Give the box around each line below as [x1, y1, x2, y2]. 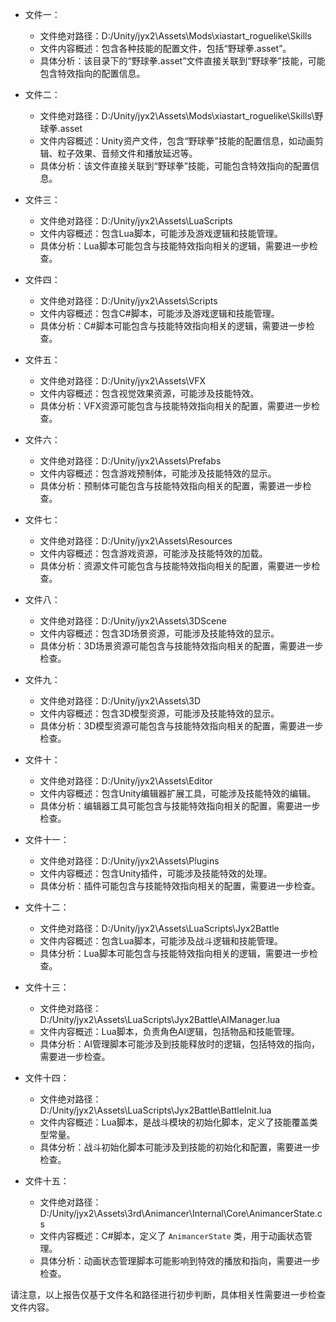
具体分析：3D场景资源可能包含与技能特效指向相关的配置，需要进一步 [39, 640, 324, 652]
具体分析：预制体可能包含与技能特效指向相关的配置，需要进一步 [39, 480, 303, 492]
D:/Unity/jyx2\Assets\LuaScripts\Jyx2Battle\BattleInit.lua [39, 1104, 272, 1116]
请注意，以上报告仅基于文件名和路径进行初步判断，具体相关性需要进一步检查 [10, 1289, 326, 1300]
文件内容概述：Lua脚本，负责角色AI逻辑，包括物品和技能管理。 [39, 1026, 301, 1037]
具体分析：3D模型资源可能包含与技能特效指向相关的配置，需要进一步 [39, 720, 324, 732]
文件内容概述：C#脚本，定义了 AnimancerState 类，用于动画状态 [39, 1230, 304, 1242]
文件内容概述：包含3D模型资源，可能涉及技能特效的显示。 [39, 708, 280, 719]
